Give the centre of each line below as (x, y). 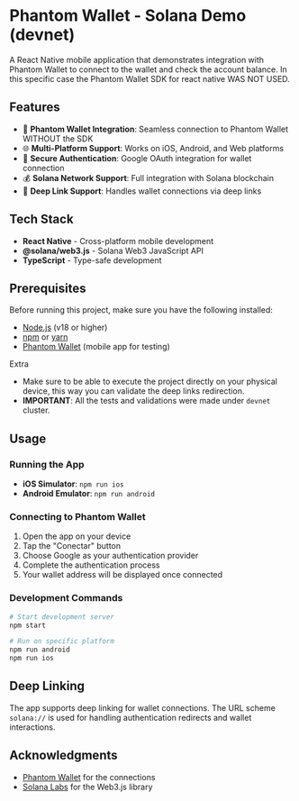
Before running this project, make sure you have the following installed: (141, 310)
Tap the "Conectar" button (72, 546)
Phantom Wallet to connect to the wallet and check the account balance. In (148, 69)
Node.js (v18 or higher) (65, 328)
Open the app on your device (77, 536)
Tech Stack (41, 219)
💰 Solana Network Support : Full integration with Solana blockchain (148, 177)
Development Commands (66, 598)
